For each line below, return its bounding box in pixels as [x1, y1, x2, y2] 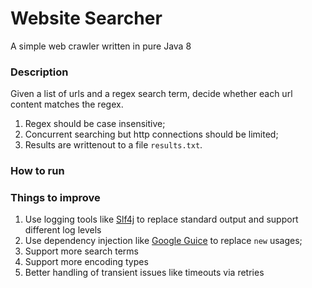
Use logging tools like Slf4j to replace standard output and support [24, 213, 299, 226]
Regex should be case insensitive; [24, 118, 166, 130]
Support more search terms [24, 245, 139, 257]
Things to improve [10, 191, 101, 205]
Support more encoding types [24, 256, 149, 268]
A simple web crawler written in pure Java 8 [10, 40, 192, 52]
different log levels [24, 224, 102, 236]
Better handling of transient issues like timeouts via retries [24, 267, 265, 279]
